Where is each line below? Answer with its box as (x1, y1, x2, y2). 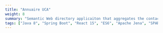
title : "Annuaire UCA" (5, 7, 51, 12)
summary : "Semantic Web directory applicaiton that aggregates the (5, 16, 145, 21)
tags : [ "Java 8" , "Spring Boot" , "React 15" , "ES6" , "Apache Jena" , (5, 20, 147, 26)
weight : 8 (5, 12, 25, 16)
